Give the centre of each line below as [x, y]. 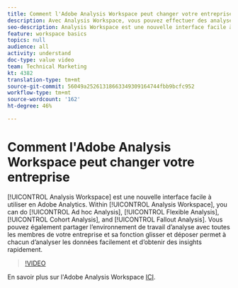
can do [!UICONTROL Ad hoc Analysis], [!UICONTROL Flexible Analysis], [113, 212]
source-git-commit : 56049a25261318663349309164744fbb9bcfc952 [101, 86]
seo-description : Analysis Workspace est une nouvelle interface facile [117, 27]
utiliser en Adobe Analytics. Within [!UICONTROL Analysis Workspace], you [118, 204]
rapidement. [25, 249]
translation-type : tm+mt [44, 80]
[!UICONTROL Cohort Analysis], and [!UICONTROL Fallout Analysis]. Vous [115, 219]
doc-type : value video [41, 60]
